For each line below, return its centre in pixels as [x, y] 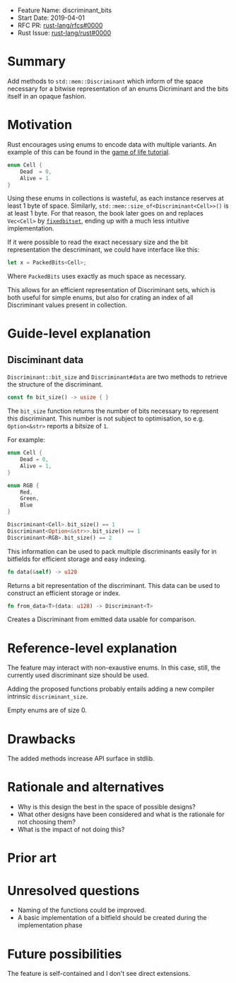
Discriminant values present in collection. [67, 305]
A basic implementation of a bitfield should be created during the [112, 918]
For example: [26, 440]
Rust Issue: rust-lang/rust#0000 [64, 33]
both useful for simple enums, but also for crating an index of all [100, 298]
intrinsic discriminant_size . [48, 696]
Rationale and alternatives [86, 787]
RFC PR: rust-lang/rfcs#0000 [60, 25]
